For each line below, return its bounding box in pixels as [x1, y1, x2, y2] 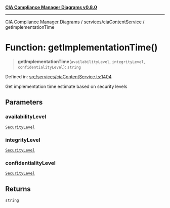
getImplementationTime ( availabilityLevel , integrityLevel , [17, 58, 145, 65]
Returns [5, 184, 31, 193]
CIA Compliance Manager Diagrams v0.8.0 [5, 5, 97, 10]
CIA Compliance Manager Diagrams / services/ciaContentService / [5, 19, 145, 25]
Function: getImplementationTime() [5, 42, 158, 54]
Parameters [5, 98, 43, 107]
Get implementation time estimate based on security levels [5, 83, 127, 89]
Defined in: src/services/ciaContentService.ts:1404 [5, 73, 112, 80]
